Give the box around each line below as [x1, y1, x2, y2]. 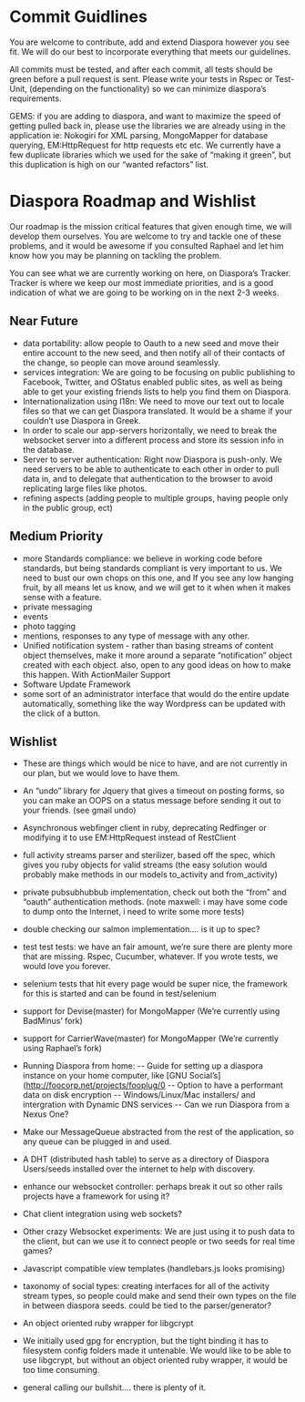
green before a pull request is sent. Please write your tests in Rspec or [9, 73, 273, 84]
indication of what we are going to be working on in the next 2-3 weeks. [9, 287, 280, 298]
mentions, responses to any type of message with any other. [22, 630, 250, 641]
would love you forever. [22, 961, 111, 972]
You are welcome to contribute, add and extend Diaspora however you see [9, 36, 290, 47]
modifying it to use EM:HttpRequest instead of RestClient [22, 832, 237, 844]
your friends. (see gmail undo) [22, 804, 137, 816]
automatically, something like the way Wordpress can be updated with [22, 698, 286, 709]
